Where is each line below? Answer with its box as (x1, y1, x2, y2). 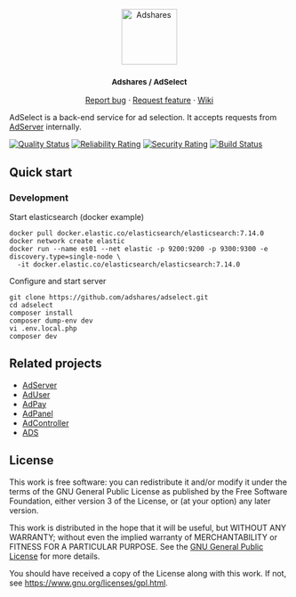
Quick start (9, 165, 73, 180)
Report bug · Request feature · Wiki (84, 94, 214, 106)
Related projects (9, 356, 102, 372)
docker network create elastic (9, 236, 125, 245)
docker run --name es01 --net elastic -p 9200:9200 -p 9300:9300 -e (9, 244, 268, 253)
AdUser (21, 388, 51, 400)
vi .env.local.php (9, 323, 77, 333)
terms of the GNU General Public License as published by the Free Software (9, 486, 288, 496)
